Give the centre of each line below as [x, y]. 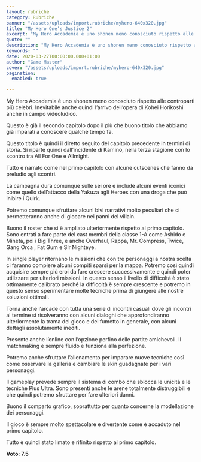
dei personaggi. [25, 413]
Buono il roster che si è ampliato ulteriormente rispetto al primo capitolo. [95, 228]
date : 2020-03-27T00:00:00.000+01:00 [53, 56]
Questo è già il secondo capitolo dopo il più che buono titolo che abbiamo [97, 125]
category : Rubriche [31, 17]
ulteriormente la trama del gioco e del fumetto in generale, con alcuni [91, 322]
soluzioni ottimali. [28, 297]
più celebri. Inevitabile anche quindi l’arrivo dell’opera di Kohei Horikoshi [95, 107]
